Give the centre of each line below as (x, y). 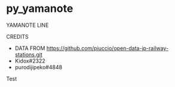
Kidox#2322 (30, 61)
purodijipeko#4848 (39, 67)
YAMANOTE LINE (27, 25)
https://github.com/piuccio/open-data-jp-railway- (108, 48)
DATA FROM (30, 48)
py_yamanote (40, 9)
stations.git (29, 54)
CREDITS (17, 36)
